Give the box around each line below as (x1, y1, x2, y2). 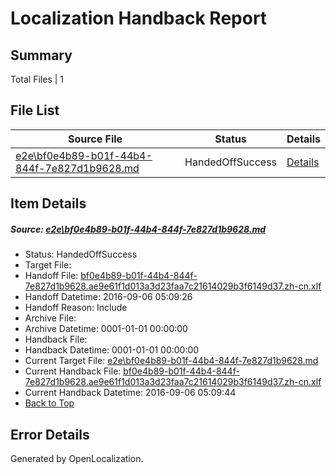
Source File (67, 132, 123, 146)
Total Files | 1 (10, 73, 64, 85)
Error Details (10, 426, 90, 443)
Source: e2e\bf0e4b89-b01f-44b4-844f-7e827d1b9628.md (10, 223, 267, 235)
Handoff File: (24, 270, 79, 282)
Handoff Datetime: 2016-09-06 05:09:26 (24, 291, 193, 303)
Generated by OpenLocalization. (10, 452, 144, 464)
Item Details (10, 195, 87, 212)
